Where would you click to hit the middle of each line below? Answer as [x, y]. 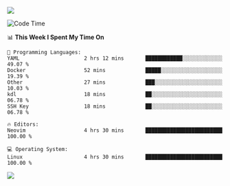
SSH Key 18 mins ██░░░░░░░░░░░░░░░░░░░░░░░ [115, 106]
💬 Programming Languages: [44, 52]
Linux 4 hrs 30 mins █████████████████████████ [115, 157]
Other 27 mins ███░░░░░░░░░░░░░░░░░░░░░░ [115, 82]
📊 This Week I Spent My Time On [56, 37]
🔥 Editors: [23, 124]
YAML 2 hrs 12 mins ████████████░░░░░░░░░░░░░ [115, 58]
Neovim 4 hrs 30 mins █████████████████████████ [115, 130]
